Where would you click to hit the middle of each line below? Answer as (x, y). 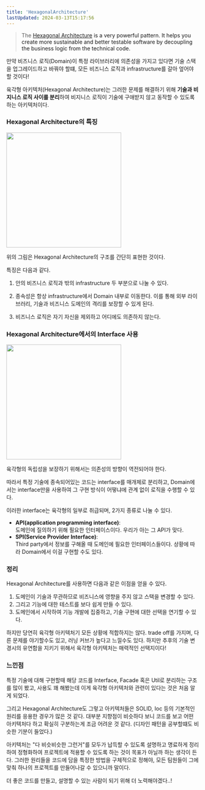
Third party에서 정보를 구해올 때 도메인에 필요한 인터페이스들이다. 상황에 (102, 544)
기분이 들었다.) (35, 731)
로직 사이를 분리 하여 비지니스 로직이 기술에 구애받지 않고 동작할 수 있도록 (109, 97)
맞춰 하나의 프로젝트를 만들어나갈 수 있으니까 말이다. (68, 767)
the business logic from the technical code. (76, 48)
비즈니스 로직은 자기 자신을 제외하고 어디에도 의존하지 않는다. (88, 316)
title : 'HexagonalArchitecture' (47, 12)
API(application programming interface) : (68, 523)
